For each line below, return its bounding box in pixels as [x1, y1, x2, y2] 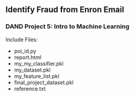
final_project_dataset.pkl [14, 79, 74, 86]
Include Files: [5, 35, 38, 43]
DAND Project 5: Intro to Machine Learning [5, 22, 130, 31]
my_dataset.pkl [14, 66, 51, 73]
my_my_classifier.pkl [14, 60, 64, 67]
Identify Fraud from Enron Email [5, 5, 124, 15]
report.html [14, 53, 42, 61]
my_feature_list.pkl [14, 72, 60, 79]
